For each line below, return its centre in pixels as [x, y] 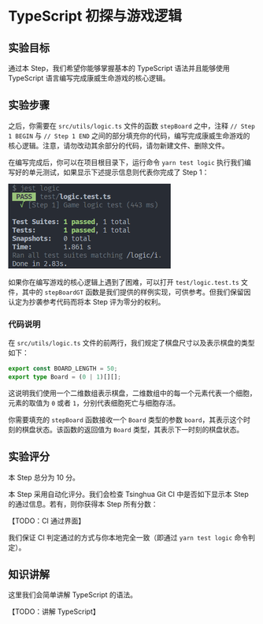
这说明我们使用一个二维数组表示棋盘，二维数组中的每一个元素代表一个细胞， [132, 393]
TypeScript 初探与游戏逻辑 [95, 16]
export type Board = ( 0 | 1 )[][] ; [65, 377]
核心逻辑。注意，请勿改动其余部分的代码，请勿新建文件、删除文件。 [119, 145]
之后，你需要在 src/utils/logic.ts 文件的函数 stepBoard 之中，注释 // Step [132, 125]
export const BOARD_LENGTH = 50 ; [63, 369]
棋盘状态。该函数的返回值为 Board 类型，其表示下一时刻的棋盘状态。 [133, 429]
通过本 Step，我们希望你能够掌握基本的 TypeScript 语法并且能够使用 [119, 68]
